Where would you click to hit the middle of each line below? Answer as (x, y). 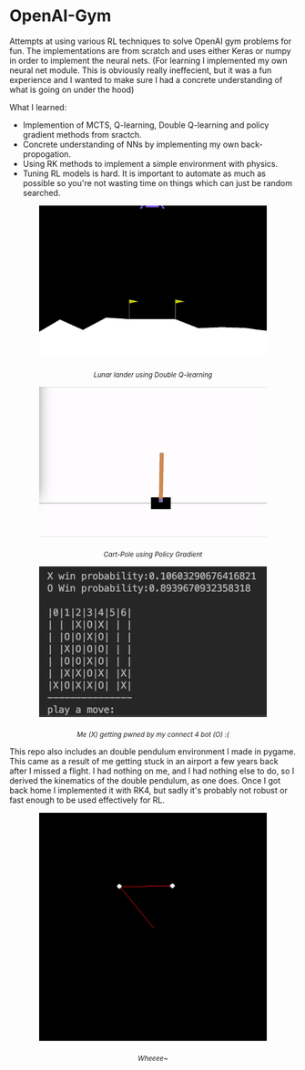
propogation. (46, 154)
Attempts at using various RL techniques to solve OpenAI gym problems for (151, 41)
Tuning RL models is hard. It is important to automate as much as (144, 173)
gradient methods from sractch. (82, 134)
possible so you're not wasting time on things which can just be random (158, 182)
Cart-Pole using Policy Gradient (153, 554)
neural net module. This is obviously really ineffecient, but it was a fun (141, 70)
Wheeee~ (153, 1058)
